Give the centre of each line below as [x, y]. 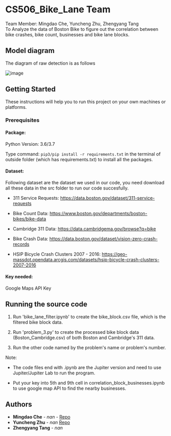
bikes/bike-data [29, 219]
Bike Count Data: [31, 213]
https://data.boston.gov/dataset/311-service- [107, 198]
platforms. [16, 107]
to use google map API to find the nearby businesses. [70, 388]
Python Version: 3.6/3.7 [30, 144]
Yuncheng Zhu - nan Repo [41, 422]
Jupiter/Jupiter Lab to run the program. [54, 373]
